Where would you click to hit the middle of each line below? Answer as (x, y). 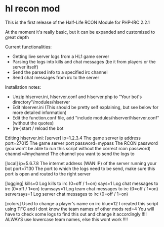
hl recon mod (33, 9)
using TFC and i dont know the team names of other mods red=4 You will (80, 209)
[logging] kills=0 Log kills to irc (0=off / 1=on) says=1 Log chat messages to (82, 183)
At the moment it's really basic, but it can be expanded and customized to (80, 32)
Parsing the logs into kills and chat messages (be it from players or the (84, 61)
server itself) (25, 67)
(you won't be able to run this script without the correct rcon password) (78, 148)
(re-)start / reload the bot (38, 128)
